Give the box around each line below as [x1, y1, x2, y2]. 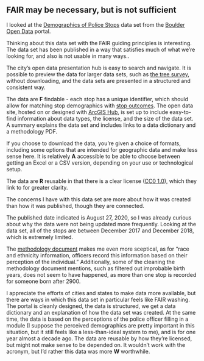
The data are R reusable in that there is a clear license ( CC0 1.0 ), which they [6, 177, 197, 185]
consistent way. [6, 84, 46, 91]
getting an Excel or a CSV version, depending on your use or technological [6, 159, 194, 166]
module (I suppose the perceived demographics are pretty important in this [6, 321, 195, 329]
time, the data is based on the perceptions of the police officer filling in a [6, 315, 189, 323]
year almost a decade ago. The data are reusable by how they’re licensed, [6, 335, 192, 342]
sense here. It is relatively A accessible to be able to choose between [6, 152, 181, 160]
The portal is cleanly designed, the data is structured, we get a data [6, 302, 176, 310]
